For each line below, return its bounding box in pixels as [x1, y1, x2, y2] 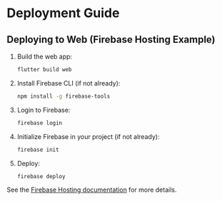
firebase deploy [16, 172, 66, 180]
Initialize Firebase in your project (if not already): [16, 132, 160, 140]
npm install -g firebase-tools [16, 93, 111, 100]
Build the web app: [16, 52, 73, 61]
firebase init [16, 146, 59, 153]
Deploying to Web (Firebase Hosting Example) [6, 33, 216, 46]
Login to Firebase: [16, 105, 71, 114]
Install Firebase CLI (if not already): [16, 78, 121, 87]
